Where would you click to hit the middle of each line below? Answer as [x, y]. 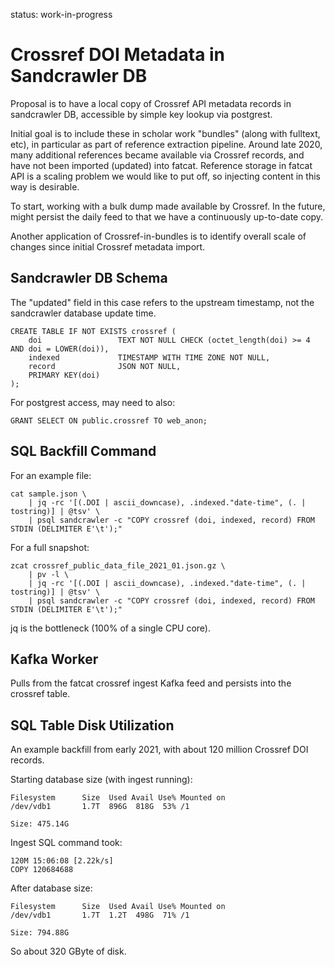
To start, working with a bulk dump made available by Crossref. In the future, [168, 206]
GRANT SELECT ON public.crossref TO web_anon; [109, 420]
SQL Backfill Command [83, 451]
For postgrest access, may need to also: [93, 402]
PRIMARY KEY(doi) [64, 375]
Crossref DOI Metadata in [118, 55]
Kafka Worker [54, 659]
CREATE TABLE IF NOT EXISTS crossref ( [93, 331]
